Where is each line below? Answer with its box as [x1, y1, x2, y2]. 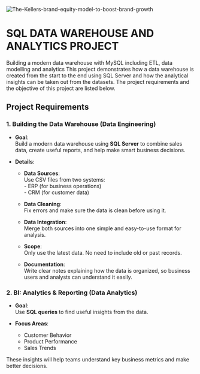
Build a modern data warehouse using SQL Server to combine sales [14, 140, 183, 147]
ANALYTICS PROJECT [6, 40, 119, 53]
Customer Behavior [23, 331, 72, 339]
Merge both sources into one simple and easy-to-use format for [23, 225, 181, 232]
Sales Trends [23, 344, 56, 351]
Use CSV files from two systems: [23, 176, 105, 183]
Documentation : [23, 261, 65, 268]
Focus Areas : [14, 319, 49, 327]
